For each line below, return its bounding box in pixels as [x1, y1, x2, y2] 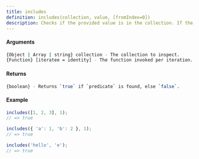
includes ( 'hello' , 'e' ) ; [6, 142, 68, 148]
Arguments [6, 38, 35, 45]
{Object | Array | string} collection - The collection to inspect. [6, 51, 180, 57]
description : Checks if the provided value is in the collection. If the [6, 20, 194, 26]
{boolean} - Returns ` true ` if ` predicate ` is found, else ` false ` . [6, 83, 180, 90]
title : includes [6, 8, 46, 15]
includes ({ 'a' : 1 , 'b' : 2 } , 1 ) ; [6, 126, 92, 132]
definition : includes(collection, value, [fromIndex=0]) [6, 14, 151, 20]
